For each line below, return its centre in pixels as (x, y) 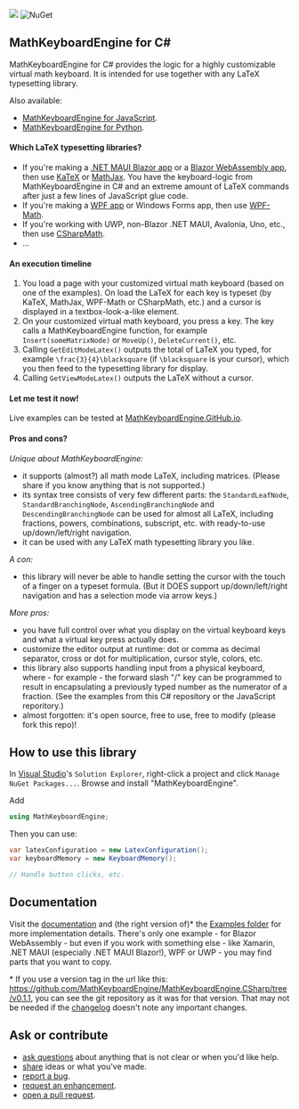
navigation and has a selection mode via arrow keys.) (120, 595)
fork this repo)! (49, 724)
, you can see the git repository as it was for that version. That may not (160, 998)
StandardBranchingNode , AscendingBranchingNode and (118, 504)
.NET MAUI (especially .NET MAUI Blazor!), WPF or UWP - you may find (141, 952)
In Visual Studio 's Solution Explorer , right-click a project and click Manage (145, 774)
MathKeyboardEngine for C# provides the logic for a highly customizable (142, 64)
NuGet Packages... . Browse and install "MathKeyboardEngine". (124, 783)
